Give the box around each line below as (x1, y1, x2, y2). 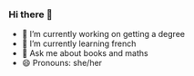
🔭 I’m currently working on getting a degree (21, 29, 186, 40)
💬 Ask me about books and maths (21, 48, 148, 59)
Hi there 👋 (8, 8, 54, 21)
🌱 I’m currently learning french (21, 38, 137, 49)
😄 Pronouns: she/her (21, 58, 102, 69)
